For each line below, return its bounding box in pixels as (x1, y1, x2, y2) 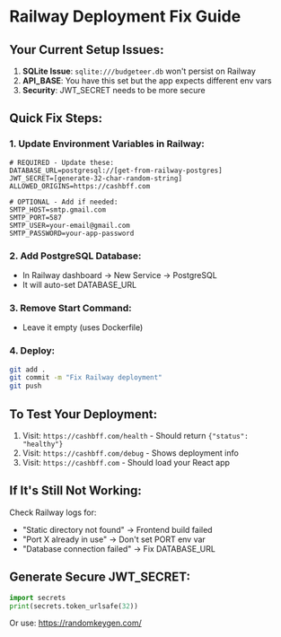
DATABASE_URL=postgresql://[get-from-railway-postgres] (9, 166, 223, 175)
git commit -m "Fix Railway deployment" (9, 373, 163, 382)
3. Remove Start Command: (9, 301, 132, 314)
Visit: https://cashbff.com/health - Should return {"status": (22, 431, 249, 441)
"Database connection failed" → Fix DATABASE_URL (22, 543, 215, 554)
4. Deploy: (9, 345, 56, 357)
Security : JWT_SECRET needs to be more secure (22, 85, 206, 95)
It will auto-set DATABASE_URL (22, 279, 137, 290)
